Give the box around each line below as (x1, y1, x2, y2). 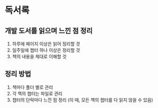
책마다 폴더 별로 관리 (12, 84, 53, 90)
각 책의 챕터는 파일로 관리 (12, 90, 63, 96)
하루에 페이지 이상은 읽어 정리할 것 (12, 41, 80, 47)
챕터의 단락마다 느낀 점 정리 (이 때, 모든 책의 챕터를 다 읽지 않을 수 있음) (12, 97, 153, 103)
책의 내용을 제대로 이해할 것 (12, 54, 67, 59)
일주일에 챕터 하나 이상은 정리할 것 (12, 47, 80, 53)
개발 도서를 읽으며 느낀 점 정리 (5, 26, 93, 35)
